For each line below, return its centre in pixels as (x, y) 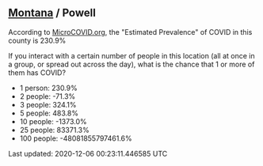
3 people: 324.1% (48, 104)
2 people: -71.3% (48, 96)
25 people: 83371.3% (54, 130)
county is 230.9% (37, 40)
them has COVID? (37, 72)
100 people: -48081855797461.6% (76, 138)
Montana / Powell (52, 13)
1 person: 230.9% (48, 88)
